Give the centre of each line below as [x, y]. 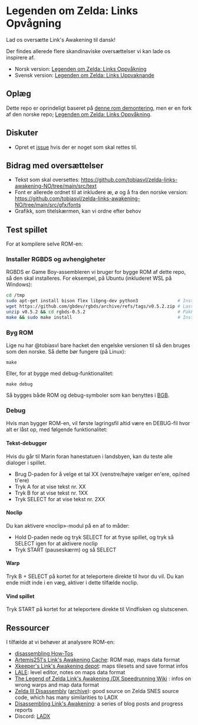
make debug [19, 384]
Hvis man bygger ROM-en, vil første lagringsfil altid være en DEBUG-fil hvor [98, 423]
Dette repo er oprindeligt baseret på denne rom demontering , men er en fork [99, 108]
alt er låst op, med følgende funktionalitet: [57, 430]
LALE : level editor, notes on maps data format [70, 672]
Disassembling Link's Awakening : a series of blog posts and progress [99, 704]
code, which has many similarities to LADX [66, 697]
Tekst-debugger [27, 443]
